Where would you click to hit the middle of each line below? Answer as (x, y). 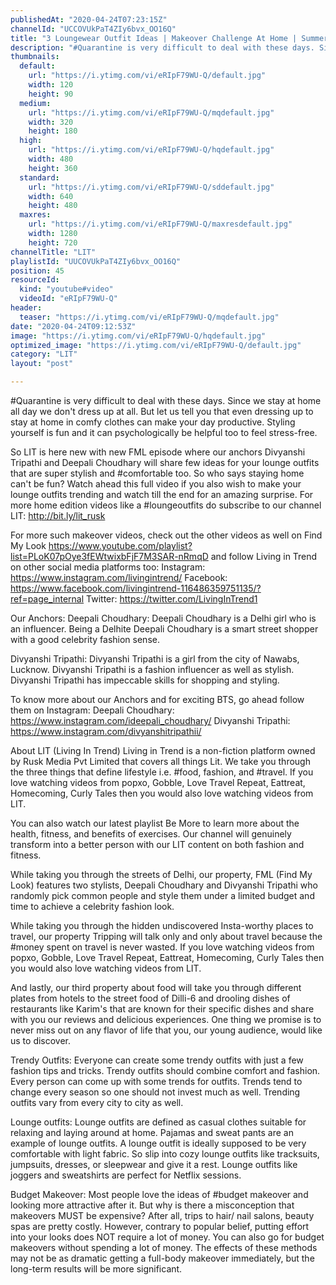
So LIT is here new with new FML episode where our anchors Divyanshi (158, 452)
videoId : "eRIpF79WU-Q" (68, 299)
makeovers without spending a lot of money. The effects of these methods (164, 1247)
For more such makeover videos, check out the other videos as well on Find (166, 535)
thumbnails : (35, 57)
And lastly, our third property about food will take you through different (156, 987)
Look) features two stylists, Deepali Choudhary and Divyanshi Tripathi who (164, 885)
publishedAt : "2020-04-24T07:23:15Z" (89, 19)
